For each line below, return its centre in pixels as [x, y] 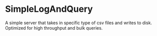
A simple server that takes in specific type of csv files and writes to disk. [79, 23]
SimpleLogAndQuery [49, 9]
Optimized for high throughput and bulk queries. [54, 28]
